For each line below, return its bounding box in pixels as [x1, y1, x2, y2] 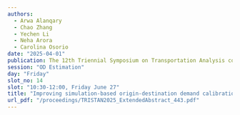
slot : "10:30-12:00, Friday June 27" [7, 84, 120, 91]
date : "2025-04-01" [7, 51, 66, 58]
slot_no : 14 [7, 76, 43, 84]
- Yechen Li [14, 30, 50, 38]
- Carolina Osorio [14, 44, 69, 51]
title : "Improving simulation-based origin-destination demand [7, 90, 200, 97]
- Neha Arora [14, 37, 53, 44]
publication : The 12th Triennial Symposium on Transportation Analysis [7, 57, 225, 64]
